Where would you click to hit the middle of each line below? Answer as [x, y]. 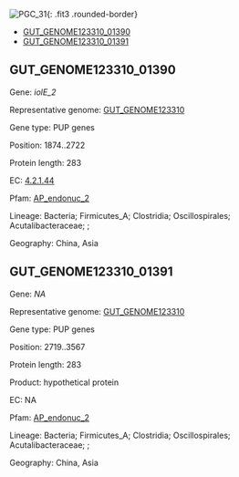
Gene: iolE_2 [33, 92]
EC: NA [23, 399]
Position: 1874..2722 [47, 145]
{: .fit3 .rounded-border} [93, 14]
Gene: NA [28, 294]
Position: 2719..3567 [47, 347]
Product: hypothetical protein [64, 382]
